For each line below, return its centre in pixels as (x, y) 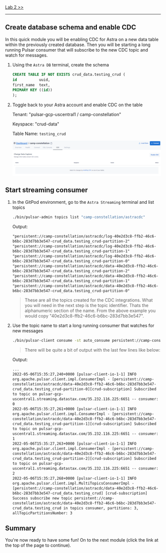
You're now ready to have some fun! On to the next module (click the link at (82, 540)
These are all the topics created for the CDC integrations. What (89, 300)
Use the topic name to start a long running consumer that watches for (83, 325)
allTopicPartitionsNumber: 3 (42, 513)
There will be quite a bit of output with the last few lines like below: (92, 350)
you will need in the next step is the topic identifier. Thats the (86, 305)
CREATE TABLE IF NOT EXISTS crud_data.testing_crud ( (69, 74)
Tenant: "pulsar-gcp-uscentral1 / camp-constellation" (67, 115)
